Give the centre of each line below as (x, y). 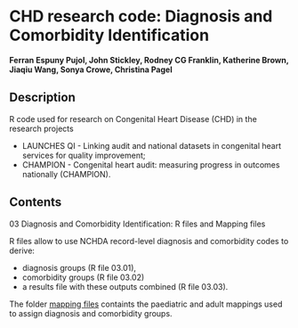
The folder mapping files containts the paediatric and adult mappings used (146, 304)
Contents (36, 202)
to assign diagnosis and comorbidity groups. (91, 313)
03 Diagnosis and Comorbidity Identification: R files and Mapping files (137, 224)
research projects (41, 128)
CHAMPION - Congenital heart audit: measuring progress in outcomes (151, 164)
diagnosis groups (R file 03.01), (79, 267)
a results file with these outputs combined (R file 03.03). (125, 286)
